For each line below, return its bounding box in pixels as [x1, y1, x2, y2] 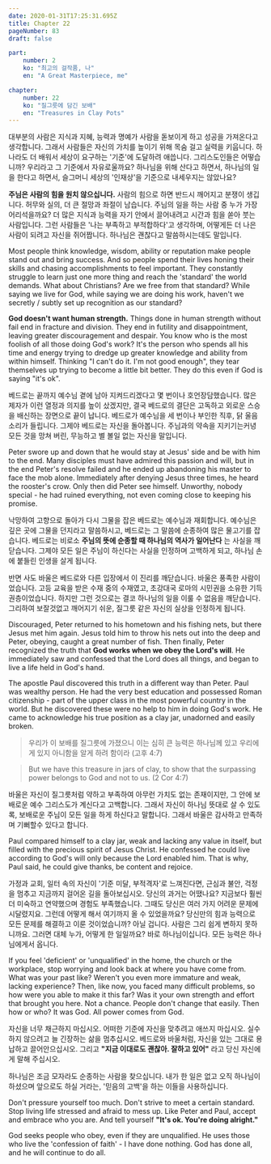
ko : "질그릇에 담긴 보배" [23, 101, 97, 109]
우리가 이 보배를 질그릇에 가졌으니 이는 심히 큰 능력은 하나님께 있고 [28, 738, 238, 748]
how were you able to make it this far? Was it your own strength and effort [8, 990, 255, 1000]
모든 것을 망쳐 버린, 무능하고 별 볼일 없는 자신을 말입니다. [8, 431, 188, 441]
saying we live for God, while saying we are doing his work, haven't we [8, 289, 244, 299]
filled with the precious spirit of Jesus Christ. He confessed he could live [8, 845, 251, 855]
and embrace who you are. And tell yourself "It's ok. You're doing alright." [8, 1115, 259, 1125]
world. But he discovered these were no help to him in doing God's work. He [8, 704, 263, 714]
